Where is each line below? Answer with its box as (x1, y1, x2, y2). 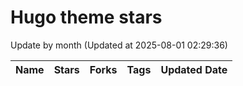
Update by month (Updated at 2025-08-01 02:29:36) (10, 39, 228, 51)
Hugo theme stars (10, 6, 163, 29)
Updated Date (160, 62, 228, 76)
